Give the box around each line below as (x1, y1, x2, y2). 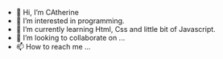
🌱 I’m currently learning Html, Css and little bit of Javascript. (15, 25, 216, 33)
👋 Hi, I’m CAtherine (15, 8, 79, 17)
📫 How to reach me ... (15, 42, 91, 51)
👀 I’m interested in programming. (15, 16, 125, 26)
